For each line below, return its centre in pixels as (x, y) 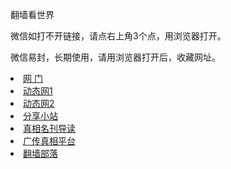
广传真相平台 (49, 141)
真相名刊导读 (49, 128)
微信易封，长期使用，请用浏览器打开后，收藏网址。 (115, 57)
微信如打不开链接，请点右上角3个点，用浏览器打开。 (118, 36)
